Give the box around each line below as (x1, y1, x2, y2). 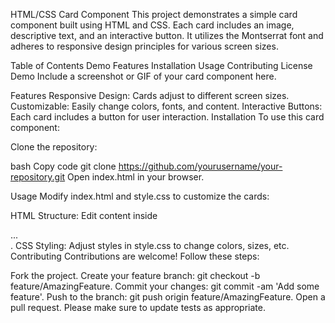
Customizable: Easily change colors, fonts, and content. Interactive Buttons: (10, 100, 323, 112)
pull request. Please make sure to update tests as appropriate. (10, 302, 266, 313)
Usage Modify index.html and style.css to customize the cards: (10, 190, 270, 202)
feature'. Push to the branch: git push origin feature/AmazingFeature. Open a (10, 291, 326, 303)
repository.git (10, 171, 66, 183)
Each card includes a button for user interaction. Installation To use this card (10, 111, 325, 123)
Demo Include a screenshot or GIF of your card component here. (10, 70, 277, 82)
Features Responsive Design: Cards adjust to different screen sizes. (10, 90, 290, 101)
